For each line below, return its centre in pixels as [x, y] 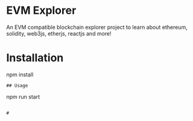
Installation [35, 58]
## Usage [17, 85]
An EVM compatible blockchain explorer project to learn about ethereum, [97, 27]
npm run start [23, 96]
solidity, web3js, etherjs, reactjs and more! [59, 33]
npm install [20, 74]
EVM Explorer [41, 11]
